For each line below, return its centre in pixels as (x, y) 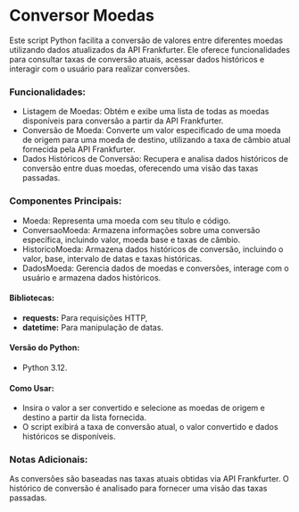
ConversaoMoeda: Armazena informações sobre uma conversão (141, 230)
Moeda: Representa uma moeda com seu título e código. (126, 221)
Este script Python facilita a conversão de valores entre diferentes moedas (146, 40)
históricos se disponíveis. (69, 436)
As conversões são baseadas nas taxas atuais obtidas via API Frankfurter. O (149, 479)
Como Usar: (32, 388)
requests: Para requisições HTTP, (85, 317)
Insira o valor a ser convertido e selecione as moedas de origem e (143, 408)
